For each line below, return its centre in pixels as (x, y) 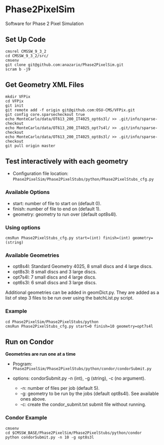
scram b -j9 (18, 69)
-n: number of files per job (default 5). (60, 388)
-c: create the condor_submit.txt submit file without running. (83, 405)
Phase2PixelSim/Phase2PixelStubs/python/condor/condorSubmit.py (82, 369)
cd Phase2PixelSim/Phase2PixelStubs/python (52, 322)
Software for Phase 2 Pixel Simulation (44, 23)
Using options (23, 227)
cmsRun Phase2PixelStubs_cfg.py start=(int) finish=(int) (68, 238)
